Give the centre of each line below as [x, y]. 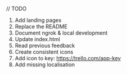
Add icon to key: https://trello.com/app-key [68, 58]
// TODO [16, 9]
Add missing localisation [45, 64]
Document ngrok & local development [61, 33]
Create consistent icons [44, 52]
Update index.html [38, 39]
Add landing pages [38, 20]
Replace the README [41, 27]
